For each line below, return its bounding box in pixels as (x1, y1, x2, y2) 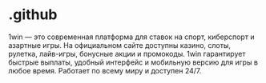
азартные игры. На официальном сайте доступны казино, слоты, (8, 40, 231, 49)
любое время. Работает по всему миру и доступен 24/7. (8, 65, 202, 75)
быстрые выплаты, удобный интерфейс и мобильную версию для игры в (8, 57, 259, 67)
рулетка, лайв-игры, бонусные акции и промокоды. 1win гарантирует (8, 49, 246, 58)
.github (8, 6, 58, 24)
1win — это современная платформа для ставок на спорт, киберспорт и (8, 32, 255, 41)
